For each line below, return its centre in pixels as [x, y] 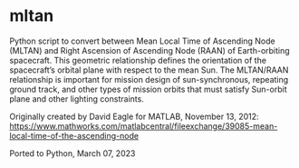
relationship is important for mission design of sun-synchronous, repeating [149, 79]
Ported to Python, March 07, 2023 [72, 153]
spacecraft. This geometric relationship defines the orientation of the [138, 60]
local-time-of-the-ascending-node [74, 135]
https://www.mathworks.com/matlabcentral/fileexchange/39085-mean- [144, 126]
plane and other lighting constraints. [77, 99]
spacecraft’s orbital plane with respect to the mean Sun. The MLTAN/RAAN [149, 70]
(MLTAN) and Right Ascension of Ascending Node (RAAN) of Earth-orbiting [149, 50]
